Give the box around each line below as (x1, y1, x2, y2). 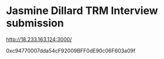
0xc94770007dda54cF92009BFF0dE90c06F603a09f (6, 47, 136, 54)
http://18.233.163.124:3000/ (6, 36, 72, 43)
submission (6, 16, 64, 30)
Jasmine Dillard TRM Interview (6, 4, 158, 18)
